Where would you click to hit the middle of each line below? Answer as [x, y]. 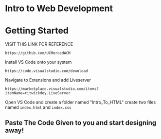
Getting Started [37, 31]
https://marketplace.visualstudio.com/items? [52, 89]
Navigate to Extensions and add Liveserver [48, 80]
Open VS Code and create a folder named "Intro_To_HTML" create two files [80, 102]
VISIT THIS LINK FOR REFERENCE [39, 44]
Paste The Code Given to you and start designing [81, 123]
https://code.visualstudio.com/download [47, 71]
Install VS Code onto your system [38, 62]
